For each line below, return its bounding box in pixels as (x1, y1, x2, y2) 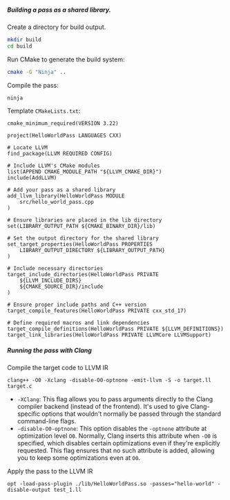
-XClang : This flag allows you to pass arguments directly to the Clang (17, 395, 213, 403)
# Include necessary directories (7, 265, 104, 272)
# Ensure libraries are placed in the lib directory (7, 217, 162, 224)
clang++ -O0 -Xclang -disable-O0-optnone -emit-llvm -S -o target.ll (7, 377, 212, 384)
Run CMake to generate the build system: (7, 55, 125, 64)
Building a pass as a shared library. (7, 6, 112, 14)
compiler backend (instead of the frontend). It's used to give (17, 403, 189, 411)
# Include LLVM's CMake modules (7, 162, 100, 169)
